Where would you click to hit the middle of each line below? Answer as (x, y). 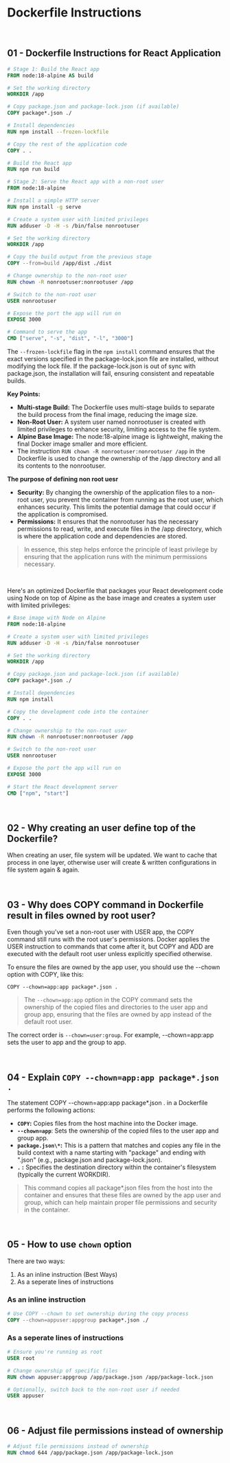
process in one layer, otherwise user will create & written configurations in (112, 863)
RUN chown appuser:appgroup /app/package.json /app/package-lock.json (110, 1377)
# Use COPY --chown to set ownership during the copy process (98, 1314)
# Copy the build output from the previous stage (80, 257)
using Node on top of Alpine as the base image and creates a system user (112, 598)
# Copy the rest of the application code (67, 144)
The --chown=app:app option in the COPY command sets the (108, 1000)
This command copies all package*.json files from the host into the (118, 1188)
